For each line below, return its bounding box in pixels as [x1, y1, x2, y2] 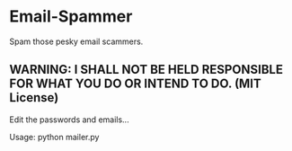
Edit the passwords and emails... [9, 114, 129, 125]
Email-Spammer [9, 6, 133, 27]
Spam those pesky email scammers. [9, 36, 144, 47]
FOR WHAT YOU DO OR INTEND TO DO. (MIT [9, 76, 262, 92]
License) [9, 90, 59, 105]
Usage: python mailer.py [9, 131, 100, 142]
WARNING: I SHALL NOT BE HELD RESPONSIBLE [9, 62, 283, 77]
